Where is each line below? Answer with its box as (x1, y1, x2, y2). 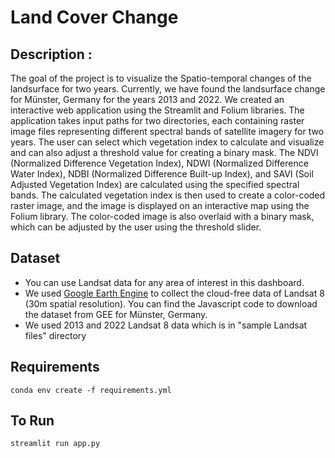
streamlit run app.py (10, 439, 101, 449)
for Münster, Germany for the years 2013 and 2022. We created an (10, 94, 285, 105)
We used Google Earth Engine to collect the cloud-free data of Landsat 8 (24, 287, 325, 299)
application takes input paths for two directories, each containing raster (10, 115, 305, 126)
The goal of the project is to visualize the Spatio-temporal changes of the (10, 72, 312, 84)
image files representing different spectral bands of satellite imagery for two (10, 126, 325, 137)
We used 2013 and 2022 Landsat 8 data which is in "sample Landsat (24, 319, 308, 331)
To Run (10, 412, 55, 430)
